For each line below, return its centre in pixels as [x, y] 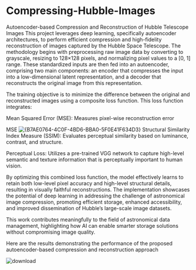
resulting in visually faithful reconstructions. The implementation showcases [98, 189]
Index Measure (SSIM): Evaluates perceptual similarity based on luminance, [97, 135]
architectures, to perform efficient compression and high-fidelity [84, 39]
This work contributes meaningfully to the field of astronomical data [88, 219]
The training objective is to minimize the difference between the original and [98, 94]
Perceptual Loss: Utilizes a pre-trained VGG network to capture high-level [95, 153]
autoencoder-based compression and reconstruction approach [82, 250]
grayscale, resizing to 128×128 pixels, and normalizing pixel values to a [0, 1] [98, 58]
